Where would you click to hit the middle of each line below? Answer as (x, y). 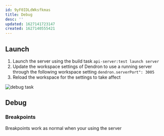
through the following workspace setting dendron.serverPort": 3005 (84, 72)
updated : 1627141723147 (30, 24)
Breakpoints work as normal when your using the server (64, 128)
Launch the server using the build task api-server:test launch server (86, 61)
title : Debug (19, 15)
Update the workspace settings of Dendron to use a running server (82, 66)
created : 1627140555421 (30, 29)
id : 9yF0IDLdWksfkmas (28, 10)
